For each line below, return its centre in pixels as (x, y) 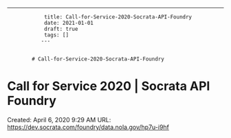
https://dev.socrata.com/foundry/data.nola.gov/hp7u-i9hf (88, 127)
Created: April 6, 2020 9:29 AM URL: (59, 119)
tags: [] (56, 35)
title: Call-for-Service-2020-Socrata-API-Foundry (118, 17)
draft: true (61, 29)
